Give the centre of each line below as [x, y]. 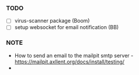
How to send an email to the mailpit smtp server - [74, 55]
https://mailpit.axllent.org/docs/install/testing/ [69, 62]
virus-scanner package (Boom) [52, 21]
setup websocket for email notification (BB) [67, 27]
